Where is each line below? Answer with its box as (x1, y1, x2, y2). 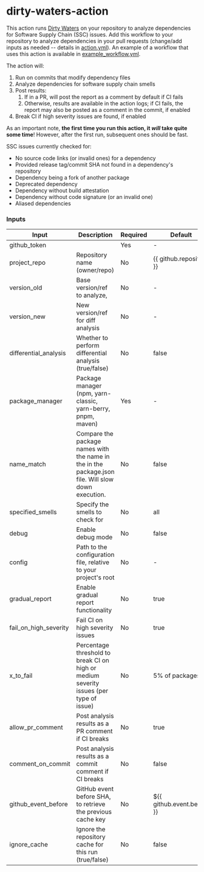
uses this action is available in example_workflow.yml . (6, 50, 141, 57)
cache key (76, 815, 106, 824)
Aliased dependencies (15, 200, 71, 207)
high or (76, 664, 97, 672)
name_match (9, 460, 47, 469)
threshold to (76, 649, 111, 657)
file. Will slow (76, 475, 114, 484)
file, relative (76, 558, 109, 567)
